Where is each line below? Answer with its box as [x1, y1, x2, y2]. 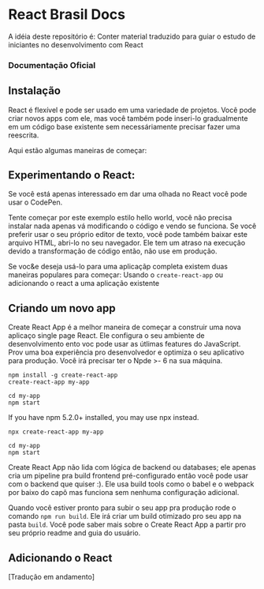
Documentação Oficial [8, 59, 96, 70]
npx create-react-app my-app [8, 428, 104, 436]
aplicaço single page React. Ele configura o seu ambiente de [8, 331, 205, 340]
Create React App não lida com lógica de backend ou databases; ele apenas [8, 463, 256, 472]
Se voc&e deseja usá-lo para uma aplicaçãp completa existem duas [8, 262, 229, 272]
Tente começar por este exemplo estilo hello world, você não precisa [8, 213, 232, 223]
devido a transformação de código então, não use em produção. [8, 246, 218, 256]
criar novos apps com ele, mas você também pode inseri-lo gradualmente [8, 113, 248, 123]
